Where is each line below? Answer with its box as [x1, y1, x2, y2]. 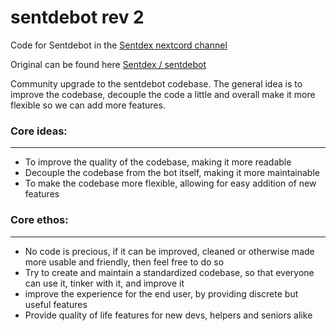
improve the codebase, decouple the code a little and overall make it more [10, 88, 316, 100]
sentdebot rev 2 [10, 6, 145, 29]
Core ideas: [10, 124, 68, 138]
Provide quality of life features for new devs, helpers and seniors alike [24, 309, 313, 321]
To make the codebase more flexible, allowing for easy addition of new [24, 177, 317, 190]
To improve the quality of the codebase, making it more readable [24, 156, 292, 168]
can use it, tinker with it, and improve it [24, 277, 185, 289]
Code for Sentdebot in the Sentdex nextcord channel [10, 39, 228, 51]
